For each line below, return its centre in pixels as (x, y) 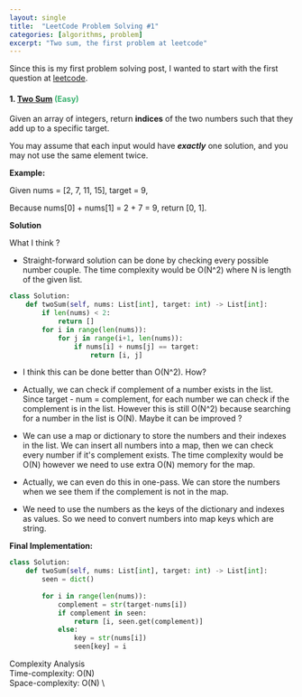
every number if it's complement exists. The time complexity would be (153, 455)
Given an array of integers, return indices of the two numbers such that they (151, 119)
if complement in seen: (102, 613)
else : (68, 630)
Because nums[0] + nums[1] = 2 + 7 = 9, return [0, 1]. (108, 208)
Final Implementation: (51, 546)
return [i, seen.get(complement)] (138, 621)
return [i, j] (116, 355)
